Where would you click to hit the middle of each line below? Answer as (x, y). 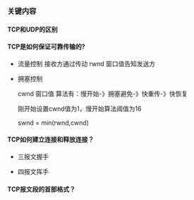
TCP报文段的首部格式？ (42, 189)
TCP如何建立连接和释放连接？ (51, 139)
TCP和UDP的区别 (32, 29)
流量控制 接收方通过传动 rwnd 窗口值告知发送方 (86, 63)
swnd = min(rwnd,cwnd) (53, 123)
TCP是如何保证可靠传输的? (47, 46)
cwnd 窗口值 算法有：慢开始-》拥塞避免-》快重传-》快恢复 (103, 94)
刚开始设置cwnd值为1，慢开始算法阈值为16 (79, 108)
